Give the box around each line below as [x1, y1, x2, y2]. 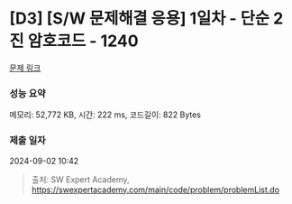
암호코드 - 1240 [27, 31, 139, 51]
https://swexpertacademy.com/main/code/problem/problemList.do [31, 184, 280, 195]
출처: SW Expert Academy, [31, 173, 130, 185]
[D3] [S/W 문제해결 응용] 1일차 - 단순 [9, 8, 270, 29]
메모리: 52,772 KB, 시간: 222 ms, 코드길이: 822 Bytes [9, 109, 201, 120]
